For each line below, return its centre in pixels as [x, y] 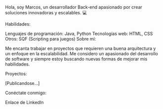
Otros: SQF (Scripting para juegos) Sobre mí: [51, 39]
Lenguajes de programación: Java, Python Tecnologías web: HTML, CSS [79, 34]
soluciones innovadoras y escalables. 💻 [46, 13]
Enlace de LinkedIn [24, 102]
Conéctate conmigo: [26, 93]
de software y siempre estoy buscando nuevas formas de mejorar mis [76, 59]
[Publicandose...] [22, 83]
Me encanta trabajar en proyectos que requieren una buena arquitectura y [81, 48]
